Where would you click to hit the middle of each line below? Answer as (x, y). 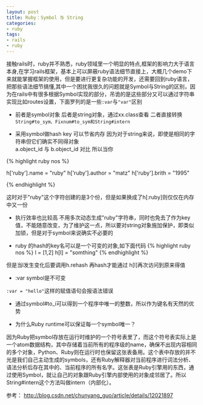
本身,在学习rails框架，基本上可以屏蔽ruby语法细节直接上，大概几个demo (97, 71)
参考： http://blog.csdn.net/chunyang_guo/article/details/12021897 (90, 395)
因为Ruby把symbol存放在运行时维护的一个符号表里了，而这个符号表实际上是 (101, 336)
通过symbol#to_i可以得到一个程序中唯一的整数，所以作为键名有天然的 (102, 303)
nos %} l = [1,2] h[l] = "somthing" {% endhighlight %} (82, 252)
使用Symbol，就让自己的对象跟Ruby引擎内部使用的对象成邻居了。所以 (99, 375)
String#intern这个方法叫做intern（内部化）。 (61, 382)
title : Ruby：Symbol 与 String (45, 18)
